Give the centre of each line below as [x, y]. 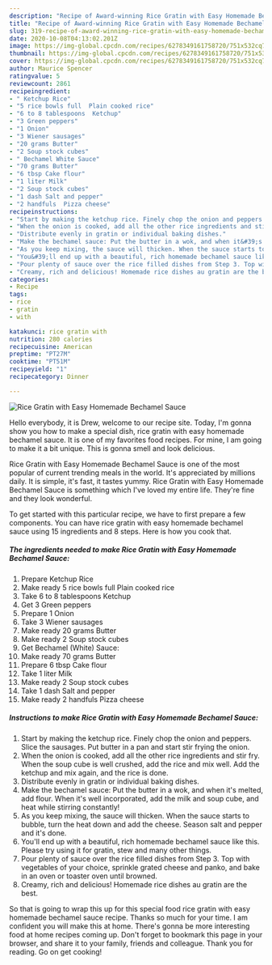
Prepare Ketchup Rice [57, 579]
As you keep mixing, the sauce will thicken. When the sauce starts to [135, 815]
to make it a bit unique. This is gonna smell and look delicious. [112, 448]
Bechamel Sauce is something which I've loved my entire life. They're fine [132, 490]
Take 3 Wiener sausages [62, 622]
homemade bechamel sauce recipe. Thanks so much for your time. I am [129, 917]
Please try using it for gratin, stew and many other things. [116, 850]
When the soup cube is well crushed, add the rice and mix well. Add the [140, 764]
